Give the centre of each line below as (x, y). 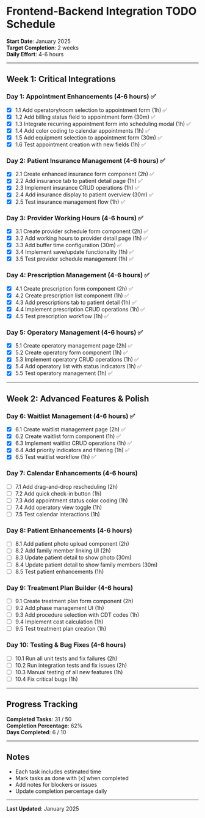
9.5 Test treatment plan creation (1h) (61, 629)
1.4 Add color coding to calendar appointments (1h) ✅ (83, 130)
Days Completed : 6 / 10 (36, 732)
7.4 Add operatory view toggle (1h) (59, 507)
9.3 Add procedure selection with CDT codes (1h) (77, 615)
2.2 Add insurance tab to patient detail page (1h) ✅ (79, 181)
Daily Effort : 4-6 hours (35, 54)
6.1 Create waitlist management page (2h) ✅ (70, 429)
